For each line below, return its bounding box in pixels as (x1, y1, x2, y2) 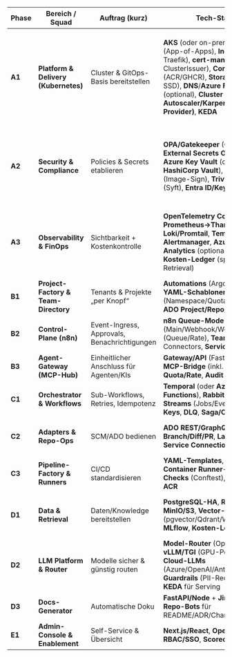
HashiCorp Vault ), (163, 166, 223, 175)
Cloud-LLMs (163, 556, 206, 565)
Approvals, (90, 329, 126, 338)
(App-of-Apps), (163, 46, 217, 56)
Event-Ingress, (90, 321, 139, 330)
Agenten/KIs (90, 370, 131, 379)
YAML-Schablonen (163, 287, 228, 296)
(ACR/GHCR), (163, 73, 207, 82)
